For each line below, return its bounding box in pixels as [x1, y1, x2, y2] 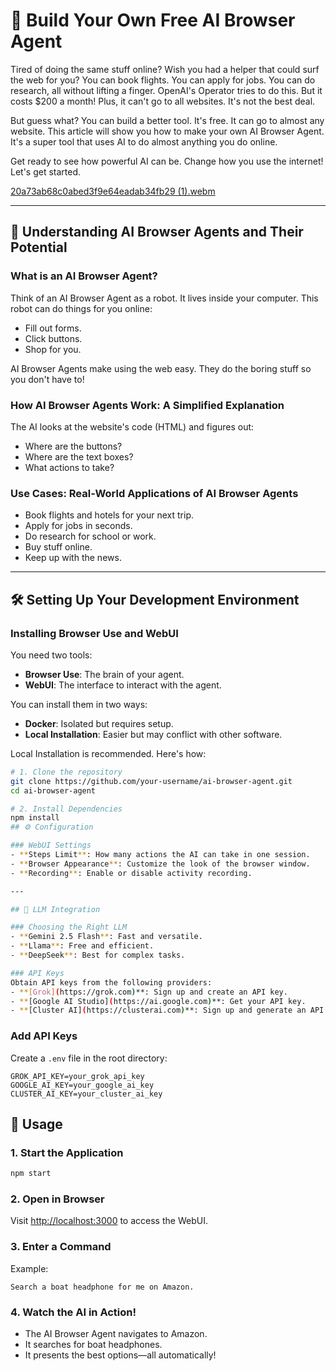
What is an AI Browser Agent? [10, 269, 158, 283]
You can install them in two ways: [10, 698, 148, 710]
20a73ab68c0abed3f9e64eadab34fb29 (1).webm [10, 185, 216, 197]
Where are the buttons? [24, 440, 123, 452]
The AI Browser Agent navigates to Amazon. [24, 1328, 208, 1340]
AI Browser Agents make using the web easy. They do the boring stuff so [10, 362, 312, 374]
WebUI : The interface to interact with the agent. [24, 679, 222, 691]
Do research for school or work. [24, 530, 157, 543]
